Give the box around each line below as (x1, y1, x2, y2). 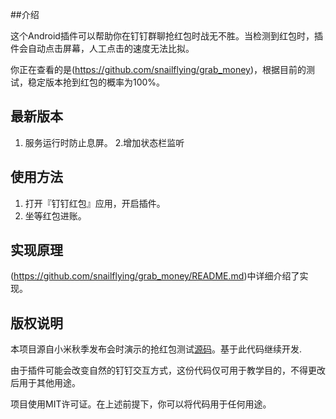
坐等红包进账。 (24, 209, 87, 222)
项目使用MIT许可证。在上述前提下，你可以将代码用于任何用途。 (10, 398, 272, 410)
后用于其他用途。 (10, 377, 81, 389)
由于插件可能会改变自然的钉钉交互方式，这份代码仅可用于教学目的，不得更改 (10, 364, 326, 377)
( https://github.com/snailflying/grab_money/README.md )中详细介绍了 (10, 270, 300, 282)
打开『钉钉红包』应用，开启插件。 (24, 197, 166, 209)
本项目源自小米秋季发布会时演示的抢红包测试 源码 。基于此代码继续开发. (10, 343, 303, 355)
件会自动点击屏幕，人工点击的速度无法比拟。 (10, 43, 195, 54)
